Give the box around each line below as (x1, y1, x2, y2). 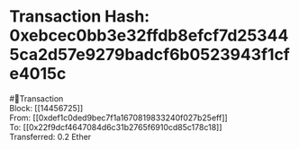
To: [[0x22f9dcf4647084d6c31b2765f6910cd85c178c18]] (9, 121, 222, 132)
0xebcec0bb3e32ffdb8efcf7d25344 (9, 25, 289, 46)
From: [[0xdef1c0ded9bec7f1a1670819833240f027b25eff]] (9, 112, 228, 123)
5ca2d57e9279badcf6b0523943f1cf (9, 45, 290, 65)
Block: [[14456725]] (9, 102, 84, 113)
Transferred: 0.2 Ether (9, 131, 92, 142)
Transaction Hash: (9, 6, 150, 27)
